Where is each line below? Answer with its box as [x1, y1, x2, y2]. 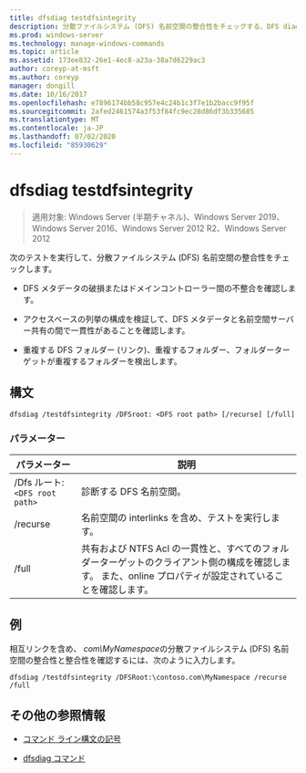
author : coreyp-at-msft [9, 65, 100, 74]
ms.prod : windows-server [9, 30, 104, 39]
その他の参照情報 [9, 708, 106, 723]
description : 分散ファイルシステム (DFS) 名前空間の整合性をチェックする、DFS [9, 22, 280, 31]
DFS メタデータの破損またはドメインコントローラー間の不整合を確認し [22, 282, 289, 293]
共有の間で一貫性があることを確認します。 [30, 325, 190, 336]
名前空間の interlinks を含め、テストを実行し [81, 511, 271, 524]
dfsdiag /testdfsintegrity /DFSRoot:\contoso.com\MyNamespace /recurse [9, 673, 287, 682]
